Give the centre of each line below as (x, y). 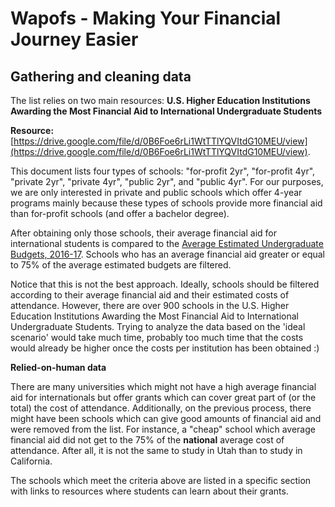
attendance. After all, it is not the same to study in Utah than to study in (156, 450)
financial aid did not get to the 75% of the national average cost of (147, 440)
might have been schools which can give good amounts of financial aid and (166, 418)
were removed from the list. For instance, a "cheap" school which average (163, 429)
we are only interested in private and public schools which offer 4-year (156, 192)
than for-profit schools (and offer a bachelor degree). (120, 213)
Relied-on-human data (58, 367)
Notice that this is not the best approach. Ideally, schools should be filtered (165, 284)
